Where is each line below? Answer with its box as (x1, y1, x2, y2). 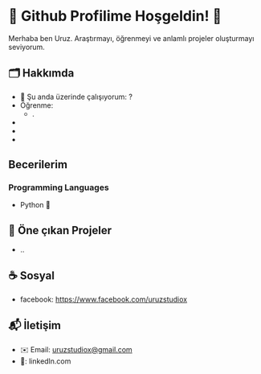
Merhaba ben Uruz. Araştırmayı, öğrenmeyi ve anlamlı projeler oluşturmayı (8, 33, 255, 43)
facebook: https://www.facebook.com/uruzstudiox (19, 294, 187, 304)
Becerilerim (8, 158, 68, 171)
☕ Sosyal (8, 269, 55, 283)
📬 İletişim (8, 319, 62, 332)
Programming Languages (8, 182, 110, 193)
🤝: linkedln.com (19, 356, 71, 366)
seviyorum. (8, 42, 46, 51)
